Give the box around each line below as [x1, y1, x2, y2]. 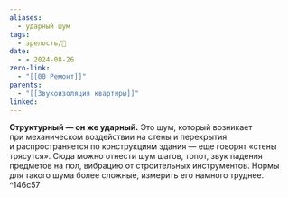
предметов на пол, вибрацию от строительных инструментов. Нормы [9, 160, 280, 172]
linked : [9, 97, 39, 107]
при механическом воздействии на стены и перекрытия [9, 132, 228, 143]
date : [9, 47, 30, 56]
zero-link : [9, 64, 51, 73]
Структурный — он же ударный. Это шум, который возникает [9, 122, 253, 133]
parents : [9, 80, 42, 89]
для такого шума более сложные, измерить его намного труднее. [9, 170, 265, 181]
